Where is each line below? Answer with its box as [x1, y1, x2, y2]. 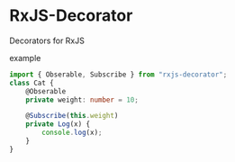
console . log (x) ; [41, 128, 103, 138]
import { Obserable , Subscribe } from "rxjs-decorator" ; [9, 69, 228, 79]
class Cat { [9, 78, 54, 87]
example [9, 52, 41, 63]
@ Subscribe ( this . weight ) [25, 112, 119, 121]
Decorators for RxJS [9, 35, 86, 46]
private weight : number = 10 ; [25, 95, 140, 104]
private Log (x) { [25, 120, 91, 129]
